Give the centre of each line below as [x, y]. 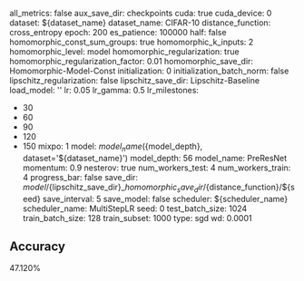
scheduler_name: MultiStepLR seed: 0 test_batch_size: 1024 [135, 208]
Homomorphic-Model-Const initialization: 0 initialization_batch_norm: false [149, 71]
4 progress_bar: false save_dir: [80, 177]
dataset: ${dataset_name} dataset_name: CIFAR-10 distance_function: [140, 23]
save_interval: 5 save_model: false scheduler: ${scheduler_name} [165, 199]
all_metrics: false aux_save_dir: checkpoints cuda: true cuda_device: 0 [141, 13]
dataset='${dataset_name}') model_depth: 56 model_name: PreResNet [155, 158]
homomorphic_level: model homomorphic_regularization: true [124, 52]
